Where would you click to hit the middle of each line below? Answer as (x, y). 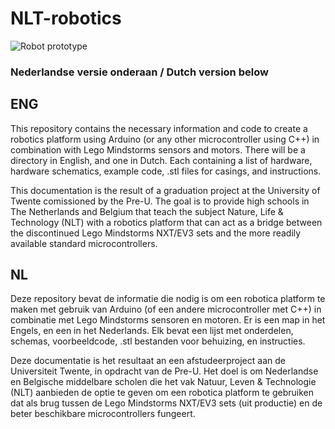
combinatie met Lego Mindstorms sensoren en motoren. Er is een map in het (168, 320)
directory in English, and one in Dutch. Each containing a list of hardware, (161, 160)
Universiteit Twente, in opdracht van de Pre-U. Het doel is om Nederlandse (164, 371)
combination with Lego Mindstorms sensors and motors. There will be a (158, 149)
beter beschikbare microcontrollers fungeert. (103, 414)
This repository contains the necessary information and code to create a (159, 128)
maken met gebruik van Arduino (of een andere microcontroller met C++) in (166, 309)
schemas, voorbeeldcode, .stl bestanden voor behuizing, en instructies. (158, 341)
